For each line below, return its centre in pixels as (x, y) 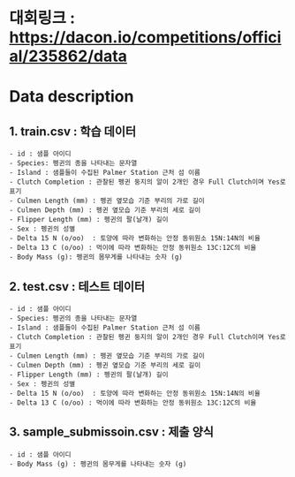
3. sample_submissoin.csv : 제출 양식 (112, 432)
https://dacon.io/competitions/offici (145, 38)
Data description (72, 97)
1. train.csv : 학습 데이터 (73, 131)
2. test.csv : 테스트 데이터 (77, 287)
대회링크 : (42, 18)
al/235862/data (68, 56)
